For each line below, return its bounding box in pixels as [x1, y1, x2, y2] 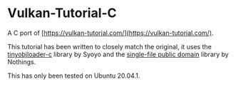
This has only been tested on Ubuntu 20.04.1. [7, 71, 140, 80]
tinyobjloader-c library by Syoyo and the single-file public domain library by [7, 50, 230, 58]
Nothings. [7, 57, 36, 66]
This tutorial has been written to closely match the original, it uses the [7, 42, 212, 51]
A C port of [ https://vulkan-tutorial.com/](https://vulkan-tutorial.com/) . [7, 29, 214, 37]
